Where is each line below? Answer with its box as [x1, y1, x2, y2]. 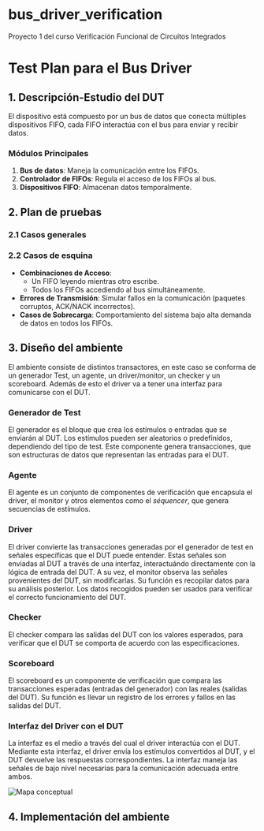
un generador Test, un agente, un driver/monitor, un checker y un [8, 371, 221, 380]
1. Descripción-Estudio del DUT [8, 91, 165, 104]
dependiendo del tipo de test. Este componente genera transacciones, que [8, 442, 251, 451]
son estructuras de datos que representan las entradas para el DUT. [8, 449, 229, 459]
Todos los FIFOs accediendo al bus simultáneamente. [31, 285, 206, 294]
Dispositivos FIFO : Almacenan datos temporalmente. [19, 183, 192, 192]
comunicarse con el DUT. [8, 387, 91, 397]
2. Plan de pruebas [8, 205, 102, 218]
